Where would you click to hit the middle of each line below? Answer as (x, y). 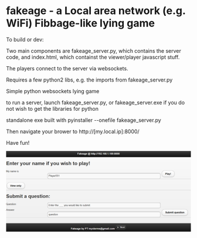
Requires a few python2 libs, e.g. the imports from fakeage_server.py (89, 80)
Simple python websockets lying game (53, 91)
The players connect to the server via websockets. (67, 68)
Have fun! (18, 142)
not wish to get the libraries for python (52, 108)
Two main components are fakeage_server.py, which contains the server (94, 50)
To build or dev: (25, 39)
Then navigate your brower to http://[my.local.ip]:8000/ (73, 131)
